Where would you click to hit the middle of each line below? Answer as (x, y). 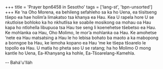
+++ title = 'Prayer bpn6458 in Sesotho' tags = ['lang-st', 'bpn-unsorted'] (79, 7)
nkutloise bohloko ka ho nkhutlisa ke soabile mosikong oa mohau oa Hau (78, 22)
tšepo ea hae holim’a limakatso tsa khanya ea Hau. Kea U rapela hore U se (80, 17)
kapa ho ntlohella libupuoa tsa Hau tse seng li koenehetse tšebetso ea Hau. (81, 28)
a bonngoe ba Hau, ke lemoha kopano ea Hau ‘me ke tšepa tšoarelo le (76, 43)
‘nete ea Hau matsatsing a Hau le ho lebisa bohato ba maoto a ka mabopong (82, 38)
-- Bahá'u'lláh (19, 62)
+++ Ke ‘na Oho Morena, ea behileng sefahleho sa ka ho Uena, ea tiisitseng (81, 12)
